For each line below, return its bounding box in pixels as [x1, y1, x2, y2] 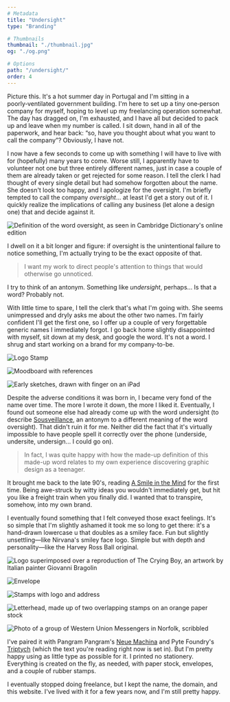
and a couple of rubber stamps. [7, 666, 96, 674]
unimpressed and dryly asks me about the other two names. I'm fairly [7, 311, 204, 319]
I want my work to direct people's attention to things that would [23, 262, 203, 270]
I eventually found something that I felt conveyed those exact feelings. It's [7, 514, 216, 522]
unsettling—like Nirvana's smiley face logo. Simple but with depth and [7, 536, 205, 544]
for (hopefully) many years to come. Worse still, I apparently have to [7, 156, 199, 165]
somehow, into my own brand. [7, 500, 93, 509]
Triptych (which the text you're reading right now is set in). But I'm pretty [7, 644, 213, 653]
